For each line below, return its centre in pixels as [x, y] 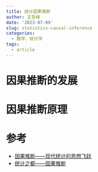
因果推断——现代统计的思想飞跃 [53, 156]
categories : [20, 33]
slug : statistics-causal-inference [49, 28]
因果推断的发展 [42, 80]
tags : [13, 45]
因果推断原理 [37, 110]
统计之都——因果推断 [40, 163]
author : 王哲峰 [23, 17]
